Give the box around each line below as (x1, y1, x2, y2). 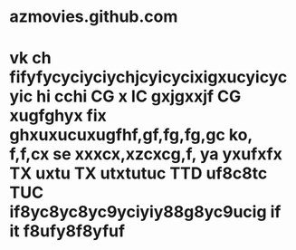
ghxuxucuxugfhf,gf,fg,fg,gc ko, (9, 125, 253, 146)
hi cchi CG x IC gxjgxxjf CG (35, 86, 242, 107)
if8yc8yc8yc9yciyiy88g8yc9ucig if (9, 202, 282, 223)
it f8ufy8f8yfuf (9, 221, 125, 242)
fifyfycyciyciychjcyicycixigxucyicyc (9, 67, 288, 88)
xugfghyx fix (9, 106, 107, 126)
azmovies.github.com (9, 6, 178, 27)
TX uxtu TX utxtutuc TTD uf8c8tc (9, 163, 268, 184)
